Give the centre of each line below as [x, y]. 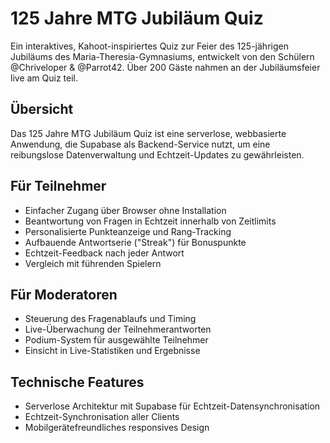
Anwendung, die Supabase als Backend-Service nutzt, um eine [140, 144]
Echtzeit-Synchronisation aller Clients [102, 417]
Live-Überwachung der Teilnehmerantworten [118, 329]
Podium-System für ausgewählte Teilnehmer [116, 340]
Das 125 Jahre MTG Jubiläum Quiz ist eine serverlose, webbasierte [148, 133]
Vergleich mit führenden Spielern [93, 263]
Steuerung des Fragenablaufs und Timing [110, 319]
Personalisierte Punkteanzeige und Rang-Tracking [128, 231]
